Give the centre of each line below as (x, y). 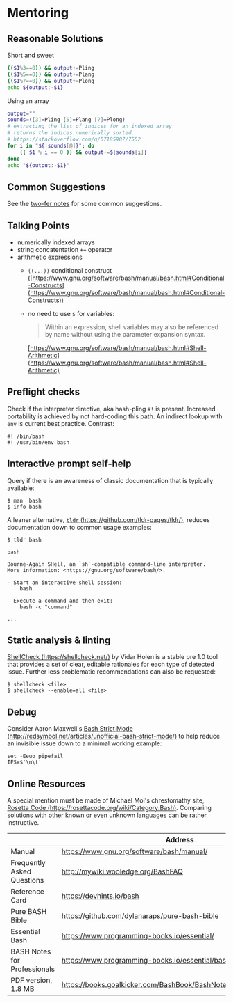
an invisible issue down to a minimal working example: (85, 743)
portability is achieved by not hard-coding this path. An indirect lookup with (115, 416)
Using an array (28, 101)
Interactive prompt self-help (69, 464)
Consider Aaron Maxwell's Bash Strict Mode (70, 729)
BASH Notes (31, 951)
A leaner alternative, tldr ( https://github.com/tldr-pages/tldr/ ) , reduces (109, 519)
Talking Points (38, 225)
